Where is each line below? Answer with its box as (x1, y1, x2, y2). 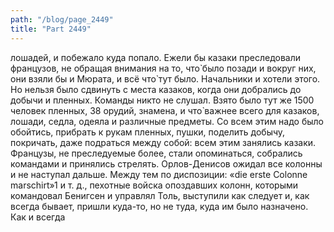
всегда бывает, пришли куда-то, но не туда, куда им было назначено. (10, 200, 309, 212)
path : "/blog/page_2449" (10, 14, 114, 25)
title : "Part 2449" (10, 24, 92, 34)
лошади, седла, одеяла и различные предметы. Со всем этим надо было (10, 115, 324, 127)
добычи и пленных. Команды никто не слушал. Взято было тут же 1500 (10, 94, 315, 106)
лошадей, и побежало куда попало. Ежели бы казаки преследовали (10, 51, 302, 63)
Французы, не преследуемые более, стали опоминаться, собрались (10, 147, 303, 159)
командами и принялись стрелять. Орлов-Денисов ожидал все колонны (10, 157, 323, 170)
